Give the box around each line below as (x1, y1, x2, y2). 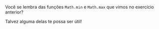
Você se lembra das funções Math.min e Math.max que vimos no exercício (5, 4, 154, 10)
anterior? (5, 9, 24, 15)
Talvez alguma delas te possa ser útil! (5, 19, 82, 24)
